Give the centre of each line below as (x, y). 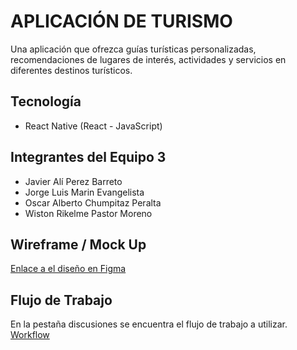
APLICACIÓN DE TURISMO (121, 21)
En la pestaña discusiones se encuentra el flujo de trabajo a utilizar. (149, 324)
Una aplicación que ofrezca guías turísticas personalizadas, (133, 49)
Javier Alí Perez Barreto (73, 181)
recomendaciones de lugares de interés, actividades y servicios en (148, 59)
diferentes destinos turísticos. (71, 70)
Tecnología (46, 101)
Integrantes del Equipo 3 (88, 157)
